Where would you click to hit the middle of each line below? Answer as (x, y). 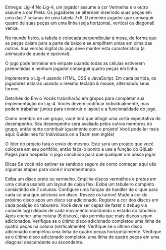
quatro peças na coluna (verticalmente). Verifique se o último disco (74, 226)
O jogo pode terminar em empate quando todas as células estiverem (75, 63)
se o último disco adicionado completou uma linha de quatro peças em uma (83, 237)
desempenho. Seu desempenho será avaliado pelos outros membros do (79, 124)
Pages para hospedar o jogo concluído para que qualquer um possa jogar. (81, 154)
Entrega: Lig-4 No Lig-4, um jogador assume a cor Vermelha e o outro (77, 7)
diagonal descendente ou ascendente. (44, 242)
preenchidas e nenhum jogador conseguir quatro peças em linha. (72, 68)
